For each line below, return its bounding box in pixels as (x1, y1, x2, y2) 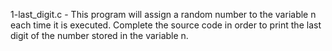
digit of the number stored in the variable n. (10, 30, 189, 41)
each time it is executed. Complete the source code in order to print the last (10, 19, 322, 31)
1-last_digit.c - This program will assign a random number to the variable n (10, 9, 317, 20)
